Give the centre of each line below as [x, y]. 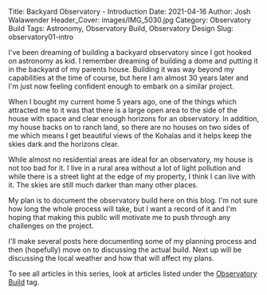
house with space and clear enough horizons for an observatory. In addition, [134, 118]
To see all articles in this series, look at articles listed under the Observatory [133, 273]
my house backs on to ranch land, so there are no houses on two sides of [129, 127]
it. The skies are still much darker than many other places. [103, 185]
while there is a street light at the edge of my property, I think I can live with [132, 176]
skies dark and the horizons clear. [64, 144]
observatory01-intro [41, 37]
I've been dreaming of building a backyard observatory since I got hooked [130, 52]
